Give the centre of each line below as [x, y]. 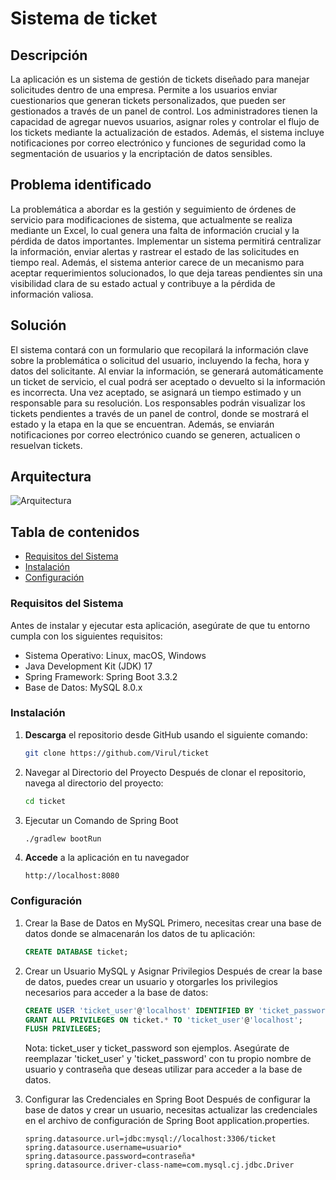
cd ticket [45, 801]
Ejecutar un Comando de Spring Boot [101, 820]
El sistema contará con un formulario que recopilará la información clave [159, 349]
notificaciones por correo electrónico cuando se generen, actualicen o [155, 434]
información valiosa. [52, 294]
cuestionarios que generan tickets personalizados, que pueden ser [148, 100]
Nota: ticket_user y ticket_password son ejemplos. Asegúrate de [157, 1048]
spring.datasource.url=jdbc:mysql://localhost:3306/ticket [150, 1139]
